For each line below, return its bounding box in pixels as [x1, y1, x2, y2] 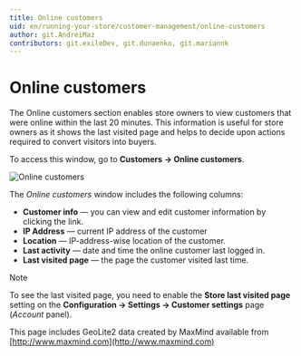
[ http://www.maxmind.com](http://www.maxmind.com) [9, 336, 215, 347]
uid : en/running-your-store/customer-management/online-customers [9, 22, 266, 31]
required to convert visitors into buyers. [9, 137, 157, 148]
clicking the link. [22, 216, 84, 227]
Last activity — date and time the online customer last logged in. [22, 245, 266, 256]
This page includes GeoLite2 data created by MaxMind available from [9, 327, 269, 338]
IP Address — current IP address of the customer [22, 226, 209, 236]
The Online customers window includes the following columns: [9, 189, 244, 200]
